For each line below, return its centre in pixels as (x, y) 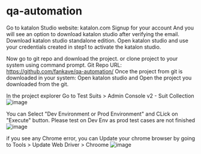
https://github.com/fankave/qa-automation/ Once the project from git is (94, 71)
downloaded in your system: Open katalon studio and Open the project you (99, 78)
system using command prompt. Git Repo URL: (64, 65)
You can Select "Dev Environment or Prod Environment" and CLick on (92, 114)
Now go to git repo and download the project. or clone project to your (92, 58)
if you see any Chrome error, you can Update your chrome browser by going (101, 138)
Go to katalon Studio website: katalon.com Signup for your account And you (100, 28)
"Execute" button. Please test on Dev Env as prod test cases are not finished (101, 120)
